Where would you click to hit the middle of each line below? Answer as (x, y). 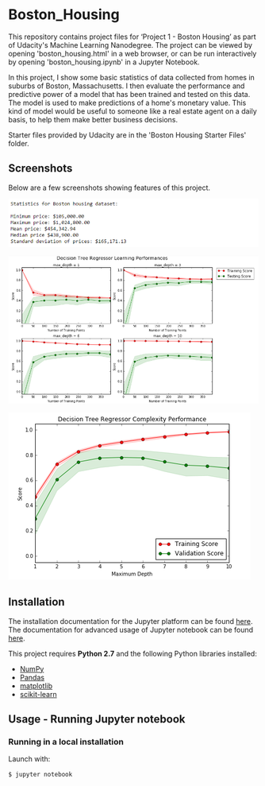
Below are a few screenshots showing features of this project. (109, 188)
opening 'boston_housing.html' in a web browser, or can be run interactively (132, 53)
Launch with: (29, 759)
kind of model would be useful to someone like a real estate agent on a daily (133, 111)
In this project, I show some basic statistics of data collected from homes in (132, 77)
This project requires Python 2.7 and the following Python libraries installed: (133, 653)
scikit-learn (38, 694)
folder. (19, 143)
